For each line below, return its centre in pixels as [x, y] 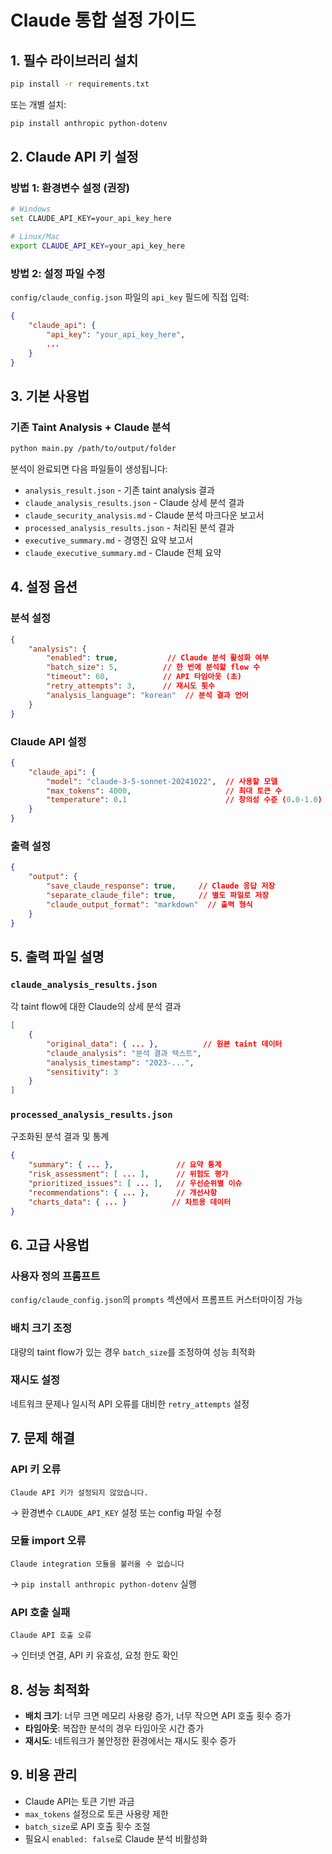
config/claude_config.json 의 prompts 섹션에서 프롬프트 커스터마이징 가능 [156, 1300]
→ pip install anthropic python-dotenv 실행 [103, 1583]
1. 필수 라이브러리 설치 [74, 60]
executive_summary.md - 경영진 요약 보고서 [109, 540]
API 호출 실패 [40, 1612]
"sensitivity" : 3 [82, 1072]
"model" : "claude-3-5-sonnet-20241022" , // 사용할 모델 [162, 781]
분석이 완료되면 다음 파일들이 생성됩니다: [89, 469]
